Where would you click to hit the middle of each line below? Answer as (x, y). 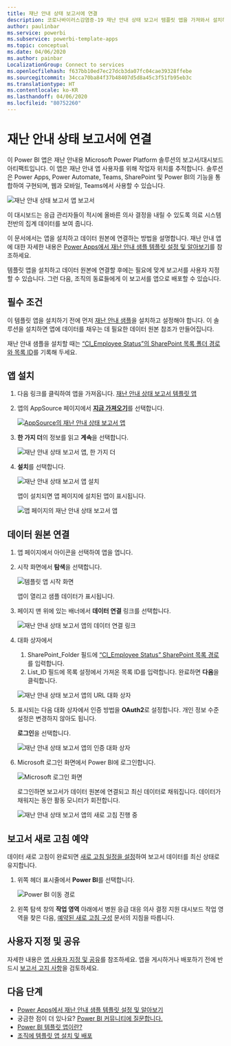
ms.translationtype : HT (41, 84)
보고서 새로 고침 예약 (48, 838)
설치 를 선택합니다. (41, 467)
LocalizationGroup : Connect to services (66, 65)
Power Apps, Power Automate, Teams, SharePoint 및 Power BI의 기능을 (114, 177)
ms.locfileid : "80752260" (44, 103)
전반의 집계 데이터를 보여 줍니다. (51, 223)
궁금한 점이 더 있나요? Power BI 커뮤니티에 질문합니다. (90, 1018)
